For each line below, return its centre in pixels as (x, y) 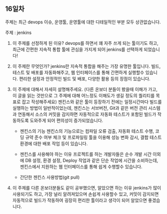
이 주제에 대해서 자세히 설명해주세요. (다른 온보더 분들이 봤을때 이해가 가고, (85, 89)
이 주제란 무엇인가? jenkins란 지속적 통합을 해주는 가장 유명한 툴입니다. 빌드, (86, 66)
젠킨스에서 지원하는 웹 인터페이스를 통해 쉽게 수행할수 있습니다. (81, 167)
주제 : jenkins (18, 32)
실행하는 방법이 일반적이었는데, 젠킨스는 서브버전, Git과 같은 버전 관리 (80, 108)
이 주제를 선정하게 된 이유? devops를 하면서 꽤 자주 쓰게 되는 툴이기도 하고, (85, 43)
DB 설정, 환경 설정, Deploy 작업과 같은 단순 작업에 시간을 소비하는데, (92, 160)
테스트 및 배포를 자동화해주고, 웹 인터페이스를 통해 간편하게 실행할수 (78, 72)
